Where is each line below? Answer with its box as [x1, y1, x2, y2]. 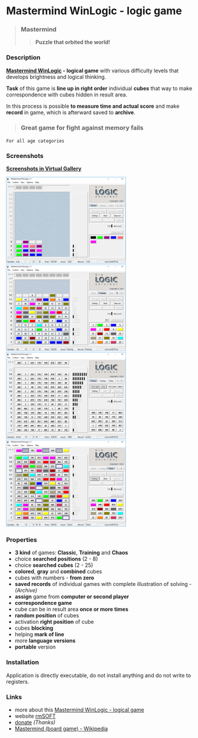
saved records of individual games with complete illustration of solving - [14, 581, 192, 588]
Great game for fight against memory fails [20, 123, 144, 131]
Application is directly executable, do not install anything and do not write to [6, 672, 191, 679]
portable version [14, 643, 56, 650]
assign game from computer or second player [14, 593, 129, 600]
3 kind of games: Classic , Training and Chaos [14, 549, 128, 556]
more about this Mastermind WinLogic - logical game [14, 706, 145, 713]
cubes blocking [14, 624, 54, 631]
